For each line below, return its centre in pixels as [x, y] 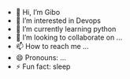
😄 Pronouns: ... [41, 58]
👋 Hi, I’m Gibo [38, 12]
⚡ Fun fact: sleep [43, 66]
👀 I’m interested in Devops [58, 21]
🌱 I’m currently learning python [66, 29]
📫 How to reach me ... [52, 46]
